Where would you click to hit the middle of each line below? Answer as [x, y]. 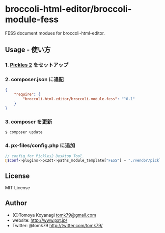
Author [16, 203]
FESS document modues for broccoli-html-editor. [55, 33]
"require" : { [27, 94]
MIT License [18, 188]
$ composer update [24, 132]
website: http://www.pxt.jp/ [40, 220]
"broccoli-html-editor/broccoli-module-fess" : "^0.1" [79, 99]
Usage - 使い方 [28, 50]
